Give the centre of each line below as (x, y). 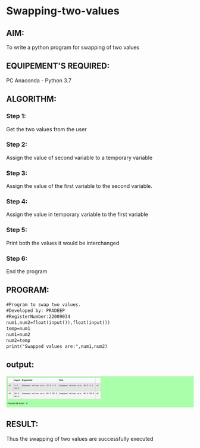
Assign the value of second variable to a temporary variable (79, 157)
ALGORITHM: (31, 99)
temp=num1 (18, 328)
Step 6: (17, 258)
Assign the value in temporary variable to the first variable (77, 214)
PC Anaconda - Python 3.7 (39, 80)
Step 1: (16, 116)
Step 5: (17, 230)
